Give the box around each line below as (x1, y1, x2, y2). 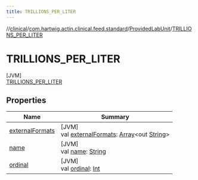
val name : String (60, 147, 106, 156)
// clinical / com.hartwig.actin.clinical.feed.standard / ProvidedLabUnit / (6, 25, 173, 32)
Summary (101, 113, 129, 121)
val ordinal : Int (60, 165, 100, 173)
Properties (6, 95, 47, 105)
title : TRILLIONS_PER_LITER (6, 8, 76, 15)
